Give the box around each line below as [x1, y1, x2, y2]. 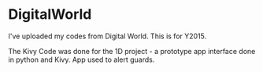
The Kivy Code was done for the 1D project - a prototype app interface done [8, 46, 256, 56]
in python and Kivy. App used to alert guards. [8, 55, 155, 64]
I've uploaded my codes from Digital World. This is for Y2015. [8, 31, 207, 41]
